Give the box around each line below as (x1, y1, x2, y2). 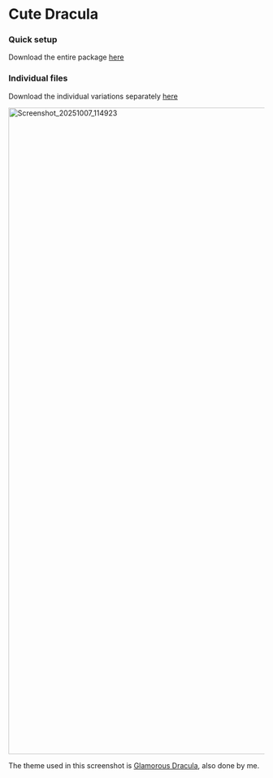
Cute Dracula (8, 5, 99, 24)
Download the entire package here (8, 52, 124, 62)
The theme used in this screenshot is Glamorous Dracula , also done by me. (8, 760, 260, 770)
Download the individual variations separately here (8, 91, 179, 101)
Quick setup (8, 34, 58, 46)
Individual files (8, 72, 68, 84)
